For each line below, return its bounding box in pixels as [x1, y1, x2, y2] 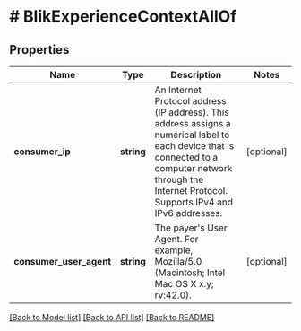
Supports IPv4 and [154, 196, 233, 208]
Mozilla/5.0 [154, 256, 202, 267]
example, [154, 244, 193, 257]
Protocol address [154, 95, 227, 107]
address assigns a [154, 118, 231, 129]
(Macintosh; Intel [154, 266, 226, 279]
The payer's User [154, 222, 228, 234]
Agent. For [154, 233, 199, 245]
